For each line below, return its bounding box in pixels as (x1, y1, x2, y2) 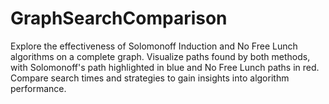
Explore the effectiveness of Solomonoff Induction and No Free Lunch (10, 40, 298, 52)
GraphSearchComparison (10, 7, 228, 30)
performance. (10, 82, 67, 94)
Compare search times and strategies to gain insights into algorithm (10, 72, 290, 84)
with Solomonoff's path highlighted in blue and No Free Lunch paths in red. (10, 61, 320, 73)
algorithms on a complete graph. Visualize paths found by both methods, (10, 50, 311, 62)
